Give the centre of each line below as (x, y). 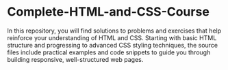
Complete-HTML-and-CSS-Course (109, 12)
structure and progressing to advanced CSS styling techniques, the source (112, 45)
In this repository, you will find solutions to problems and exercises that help (114, 31)
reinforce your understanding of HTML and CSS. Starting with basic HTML (112, 37)
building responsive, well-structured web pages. (75, 59)
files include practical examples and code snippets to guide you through (109, 52)
